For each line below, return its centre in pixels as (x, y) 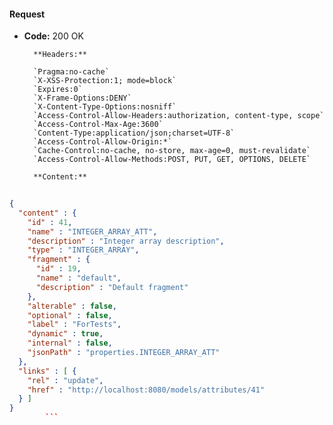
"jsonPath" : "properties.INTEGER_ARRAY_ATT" (124, 353)
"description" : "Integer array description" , (126, 241)
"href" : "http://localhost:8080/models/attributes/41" (146, 390)
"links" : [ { (47, 371)
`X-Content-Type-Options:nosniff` (105, 107)
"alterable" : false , (72, 306)
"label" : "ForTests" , (74, 325)
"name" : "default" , (78, 278)
